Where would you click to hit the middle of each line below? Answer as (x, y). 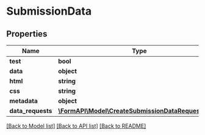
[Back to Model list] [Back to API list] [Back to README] (76, 126)
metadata (23, 101)
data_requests (31, 111)
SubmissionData (49, 11)
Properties (27, 34)
